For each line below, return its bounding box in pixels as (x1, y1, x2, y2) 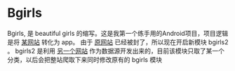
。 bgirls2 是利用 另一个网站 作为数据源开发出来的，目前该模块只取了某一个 (7, 46, 225, 55)
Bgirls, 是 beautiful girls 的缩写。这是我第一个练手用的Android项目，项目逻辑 (7, 29, 229, 37)
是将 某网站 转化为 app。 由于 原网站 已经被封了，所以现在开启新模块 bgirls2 (7, 37, 229, 46)
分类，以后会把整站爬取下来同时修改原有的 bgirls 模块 (7, 55, 163, 64)
